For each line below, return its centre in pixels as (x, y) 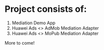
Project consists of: (46, 9)
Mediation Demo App (34, 23)
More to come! (20, 43)
